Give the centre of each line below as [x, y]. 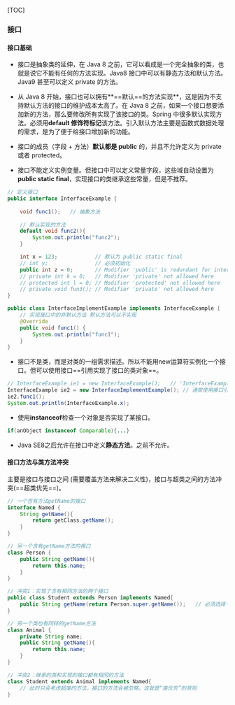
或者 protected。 [42, 155]
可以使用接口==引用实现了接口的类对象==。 [99, 371]
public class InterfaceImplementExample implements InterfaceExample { [114, 308]
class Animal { [29, 630]
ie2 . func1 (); [26, 397]
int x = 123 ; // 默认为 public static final [101, 257]
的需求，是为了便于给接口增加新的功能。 [76, 131]
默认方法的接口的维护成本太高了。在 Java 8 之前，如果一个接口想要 [121, 106]
